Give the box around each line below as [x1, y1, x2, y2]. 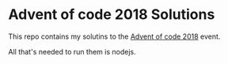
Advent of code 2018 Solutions [8, 6, 215, 24]
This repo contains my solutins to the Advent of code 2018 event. [8, 32, 221, 41]
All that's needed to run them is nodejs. [8, 47, 136, 56]
